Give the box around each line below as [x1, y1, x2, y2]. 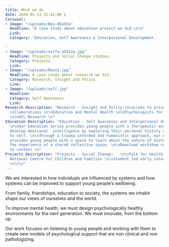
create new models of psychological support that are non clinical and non [5, 230, 157, 236]
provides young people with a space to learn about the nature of [10, 138, 152, 143]
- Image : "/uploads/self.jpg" [5, 86, 69, 91]
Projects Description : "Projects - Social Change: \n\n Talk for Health [5, 152, 163, 157]
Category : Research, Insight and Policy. [10, 77, 98, 82]
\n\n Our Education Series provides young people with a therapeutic [10, 124, 156, 129]
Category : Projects [10, 58, 51, 63]
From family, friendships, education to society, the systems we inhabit [5, 190, 150, 196]
